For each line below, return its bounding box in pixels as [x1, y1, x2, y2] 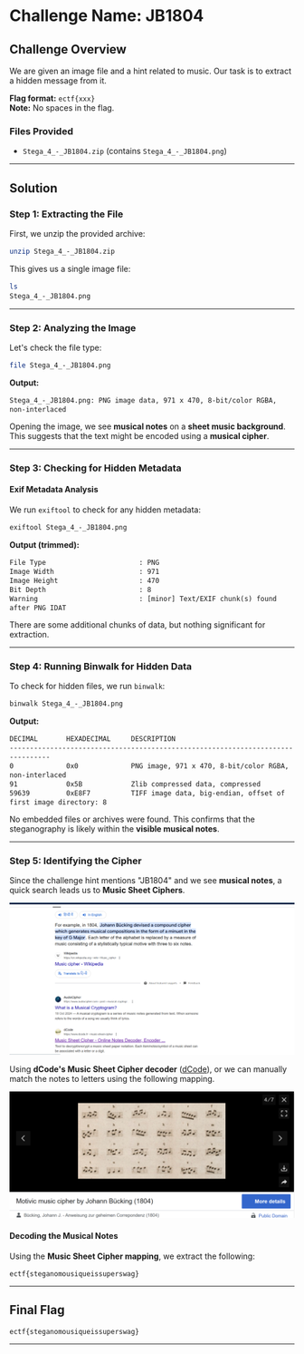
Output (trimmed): [9, 539, 80, 550]
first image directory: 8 [9, 797, 107, 807]
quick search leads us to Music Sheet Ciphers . [9, 885, 185, 896]
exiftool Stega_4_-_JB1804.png [9, 522, 128, 531]
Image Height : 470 [9, 576, 160, 585]
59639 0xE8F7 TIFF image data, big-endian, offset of [9, 788, 285, 798]
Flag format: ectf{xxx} [9, 93, 96, 103]
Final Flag [9, 1302, 65, 1318]
